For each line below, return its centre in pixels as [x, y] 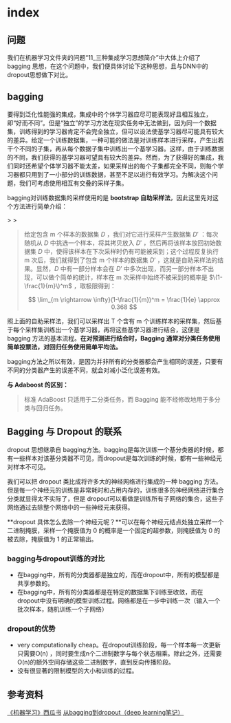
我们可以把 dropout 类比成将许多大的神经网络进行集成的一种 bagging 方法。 [114, 481]
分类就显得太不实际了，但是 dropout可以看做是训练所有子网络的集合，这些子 [115, 498]
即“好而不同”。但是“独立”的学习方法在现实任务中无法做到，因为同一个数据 [112, 122]
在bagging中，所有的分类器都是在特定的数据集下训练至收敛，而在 [110, 592]
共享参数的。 [35, 583]
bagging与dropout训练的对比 [56, 559]
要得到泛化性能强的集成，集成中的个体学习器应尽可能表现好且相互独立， [109, 114]
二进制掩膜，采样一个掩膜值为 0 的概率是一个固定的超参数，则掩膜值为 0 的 [114, 530]
